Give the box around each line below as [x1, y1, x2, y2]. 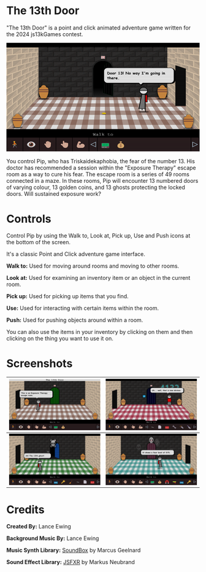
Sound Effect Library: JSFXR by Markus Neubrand [6, 558, 135, 566]
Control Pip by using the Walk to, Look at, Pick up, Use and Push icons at [6, 232, 191, 239]
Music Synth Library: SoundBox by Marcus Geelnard [6, 547, 141, 554]
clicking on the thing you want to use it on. [6, 335, 113, 342]
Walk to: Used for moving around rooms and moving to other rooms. [6, 262, 180, 270]
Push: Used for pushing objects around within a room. [6, 317, 143, 324]
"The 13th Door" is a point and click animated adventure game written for [6, 24, 191, 31]
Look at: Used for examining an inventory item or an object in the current [6, 274, 191, 282]
